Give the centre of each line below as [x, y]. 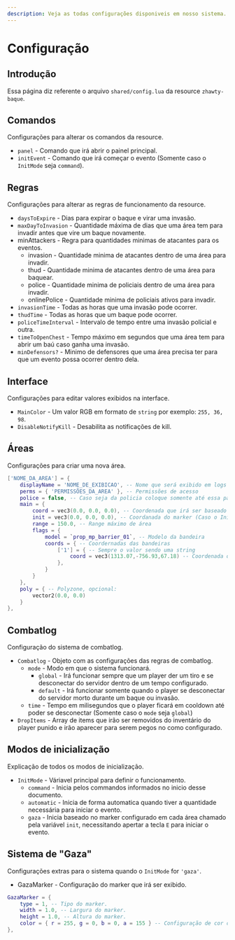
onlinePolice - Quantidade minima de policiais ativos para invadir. [122, 300]
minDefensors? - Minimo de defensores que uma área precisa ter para [117, 352]
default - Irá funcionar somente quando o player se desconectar [131, 691]
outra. [26, 330]
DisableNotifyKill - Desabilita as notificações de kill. [94, 427]
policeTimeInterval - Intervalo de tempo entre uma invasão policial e [117, 322]
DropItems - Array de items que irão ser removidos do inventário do [114, 720]
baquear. [41, 278]
